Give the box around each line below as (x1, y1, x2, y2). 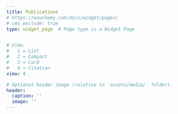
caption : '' (12, 93, 43, 99)
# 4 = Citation (6, 65, 51, 71)
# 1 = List (6, 48, 40, 54)
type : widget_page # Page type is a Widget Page (6, 26, 135, 32)
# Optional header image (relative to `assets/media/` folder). (6, 82, 173, 88)
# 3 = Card (6, 59, 40, 65)
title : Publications (6, 9, 59, 15)
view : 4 (6, 71, 26, 77)
